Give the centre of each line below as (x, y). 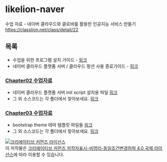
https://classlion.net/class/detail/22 (42, 29)
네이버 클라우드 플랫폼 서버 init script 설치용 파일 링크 (65, 92)
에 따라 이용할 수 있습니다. (39, 154)
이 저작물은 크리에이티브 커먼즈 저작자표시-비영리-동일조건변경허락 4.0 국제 (79, 148)
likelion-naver (35, 9)
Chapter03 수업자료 (29, 113)
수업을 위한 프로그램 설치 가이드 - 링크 (50, 60)
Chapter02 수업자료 (29, 80)
